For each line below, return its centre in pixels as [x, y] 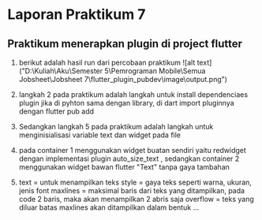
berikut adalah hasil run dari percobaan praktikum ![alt [107, 62]
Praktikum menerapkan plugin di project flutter [125, 44]
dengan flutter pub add [56, 111]
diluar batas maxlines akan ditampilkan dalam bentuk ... [109, 207]
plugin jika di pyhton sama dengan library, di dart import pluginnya [126, 103]
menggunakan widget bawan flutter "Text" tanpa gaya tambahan [124, 167]
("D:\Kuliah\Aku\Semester [61, 71]
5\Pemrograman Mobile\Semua [155, 71]
